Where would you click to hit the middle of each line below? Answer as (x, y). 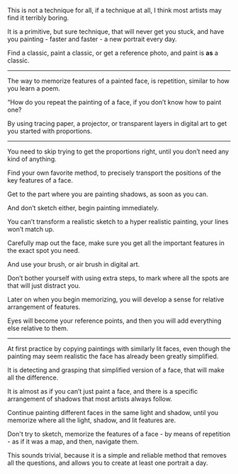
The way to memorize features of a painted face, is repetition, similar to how (119, 81)
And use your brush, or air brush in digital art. (74, 264)
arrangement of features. (44, 307)
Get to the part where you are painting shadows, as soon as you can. (108, 194)
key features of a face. (40, 180)
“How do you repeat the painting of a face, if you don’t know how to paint (114, 102)
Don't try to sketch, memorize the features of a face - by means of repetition (119, 434)
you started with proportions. (50, 131)
